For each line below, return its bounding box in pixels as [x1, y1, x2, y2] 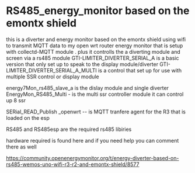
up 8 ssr [6, 96, 26, 103]
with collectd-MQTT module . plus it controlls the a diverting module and [6, 48, 181, 55]
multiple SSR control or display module [6, 73, 99, 80]
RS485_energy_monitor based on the [6, 4, 190, 18]
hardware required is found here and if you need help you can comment [6, 137, 179, 144]
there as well [6, 143, 37, 150]
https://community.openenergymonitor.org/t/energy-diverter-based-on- [6, 154, 179, 161]
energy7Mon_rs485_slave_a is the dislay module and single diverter [6, 84, 169, 91]
